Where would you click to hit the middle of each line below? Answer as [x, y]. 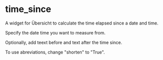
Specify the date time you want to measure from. [55, 32]
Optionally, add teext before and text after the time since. [64, 42]
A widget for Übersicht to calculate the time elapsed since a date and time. [82, 23]
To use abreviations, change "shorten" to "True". [55, 52]
